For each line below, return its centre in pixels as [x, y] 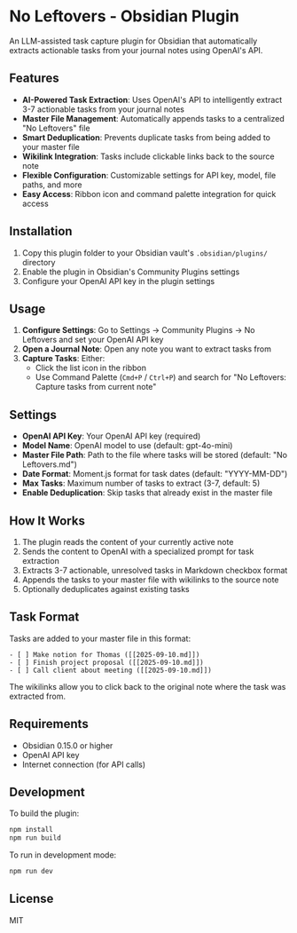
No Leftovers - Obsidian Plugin [124, 16]
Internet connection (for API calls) [84, 764]
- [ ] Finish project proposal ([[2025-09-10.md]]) [106, 662]
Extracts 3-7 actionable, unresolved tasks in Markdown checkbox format [155, 570]
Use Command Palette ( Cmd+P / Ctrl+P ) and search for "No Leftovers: [160, 377]
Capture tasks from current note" [96, 387]
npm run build [35, 838]
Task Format [44, 617]
